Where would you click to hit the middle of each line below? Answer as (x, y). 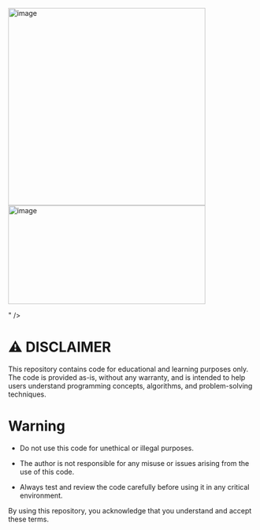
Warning (37, 426)
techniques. (27, 394)
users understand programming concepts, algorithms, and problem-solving (130, 385)
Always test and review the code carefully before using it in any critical (134, 487)
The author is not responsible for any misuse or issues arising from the (134, 463)
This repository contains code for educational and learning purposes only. (128, 369)
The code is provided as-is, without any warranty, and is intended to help (127, 377)
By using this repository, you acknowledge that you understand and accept (130, 510)
